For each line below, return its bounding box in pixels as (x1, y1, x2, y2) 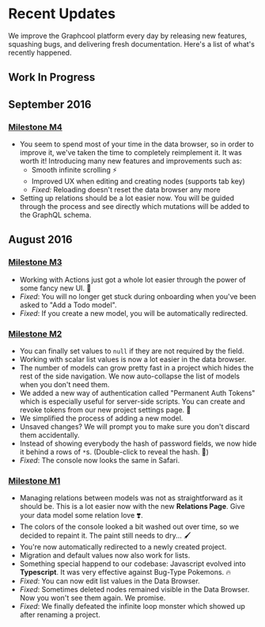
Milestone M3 (8, 256, 62, 268)
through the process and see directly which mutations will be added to (19, 202, 250, 211)
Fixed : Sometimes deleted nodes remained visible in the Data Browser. (19, 585, 250, 595)
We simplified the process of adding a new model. (19, 413, 184, 423)
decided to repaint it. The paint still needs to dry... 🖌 (19, 531, 191, 541)
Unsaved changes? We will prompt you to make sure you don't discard (19, 422, 251, 431)
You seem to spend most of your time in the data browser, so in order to (19, 139, 255, 149)
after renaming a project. (19, 610, 100, 620)
